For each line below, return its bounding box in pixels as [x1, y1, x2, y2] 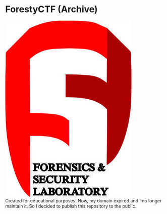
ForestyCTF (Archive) [5, 4, 98, 15]
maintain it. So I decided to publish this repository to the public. [5, 203, 137, 209]
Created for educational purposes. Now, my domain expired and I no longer [5, 197, 162, 203]
